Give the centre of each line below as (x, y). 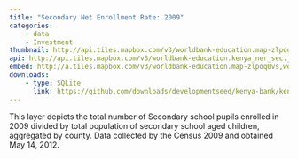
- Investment (49, 42)
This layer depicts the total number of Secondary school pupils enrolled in (144, 117)
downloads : (29, 75)
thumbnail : (29, 50)
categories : (31, 26)
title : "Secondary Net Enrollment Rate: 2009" (97, 17)
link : (43, 91)
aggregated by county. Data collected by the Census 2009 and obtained (141, 135)
